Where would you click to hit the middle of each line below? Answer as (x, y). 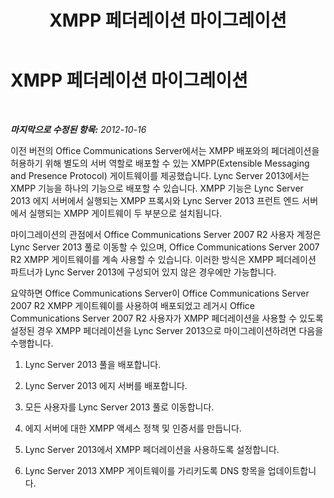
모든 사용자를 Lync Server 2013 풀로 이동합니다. (119, 407)
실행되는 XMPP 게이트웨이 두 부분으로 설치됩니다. (125, 213)
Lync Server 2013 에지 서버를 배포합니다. (106, 385)
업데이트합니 (292, 470)
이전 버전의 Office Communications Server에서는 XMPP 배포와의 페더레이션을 (165, 150)
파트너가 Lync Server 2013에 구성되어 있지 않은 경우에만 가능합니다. (143, 272)
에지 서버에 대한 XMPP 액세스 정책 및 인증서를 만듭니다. (133, 428)
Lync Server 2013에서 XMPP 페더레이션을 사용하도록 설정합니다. (152, 449)
